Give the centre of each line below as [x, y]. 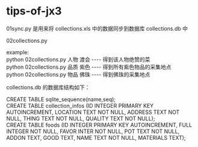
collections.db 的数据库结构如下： [48, 87]
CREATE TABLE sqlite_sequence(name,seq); [61, 99]
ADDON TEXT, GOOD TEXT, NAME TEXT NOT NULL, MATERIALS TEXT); [96, 137]
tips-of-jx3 [34, 11]
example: [17, 52]
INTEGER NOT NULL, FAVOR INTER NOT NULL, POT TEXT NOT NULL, [93, 131]
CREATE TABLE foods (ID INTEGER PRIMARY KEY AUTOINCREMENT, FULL [99, 125]
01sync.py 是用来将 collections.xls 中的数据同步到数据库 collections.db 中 [97, 28]
